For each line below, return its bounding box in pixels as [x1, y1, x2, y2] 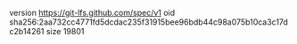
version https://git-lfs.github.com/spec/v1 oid [9, 8, 176, 18]
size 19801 [45, 26, 85, 36]
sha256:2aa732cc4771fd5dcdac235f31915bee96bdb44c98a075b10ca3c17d [9, 17, 288, 27]
